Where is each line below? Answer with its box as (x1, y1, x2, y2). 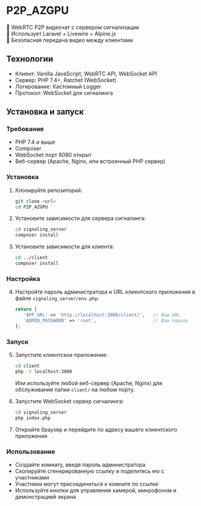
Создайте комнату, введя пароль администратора (14, 461, 146, 468)
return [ (14, 306, 37, 313)
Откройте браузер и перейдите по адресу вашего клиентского (14, 426, 177, 433)
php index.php (14, 415, 51, 421)
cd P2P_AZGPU (14, 203, 48, 210)
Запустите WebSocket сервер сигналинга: (14, 397, 124, 405)
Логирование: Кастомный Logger (14, 83, 101, 90)
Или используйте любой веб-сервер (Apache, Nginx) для (14, 379, 163, 386)
